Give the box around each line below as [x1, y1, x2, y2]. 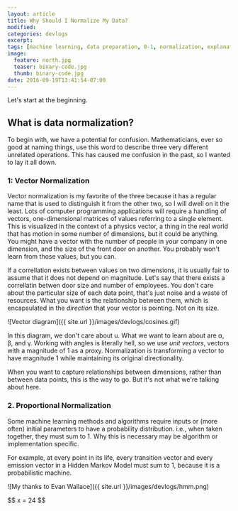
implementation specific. [7, 439, 79, 448]
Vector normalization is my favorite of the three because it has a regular [7, 192, 217, 200]
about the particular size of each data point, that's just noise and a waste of [7, 289, 228, 297]
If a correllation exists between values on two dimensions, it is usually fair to [7, 266, 229, 274]
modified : [7, 23, 37, 31]
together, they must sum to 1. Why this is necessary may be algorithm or [7, 431, 218, 441]
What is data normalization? [7, 117, 135, 129]
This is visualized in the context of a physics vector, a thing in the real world [7, 222, 229, 231]
